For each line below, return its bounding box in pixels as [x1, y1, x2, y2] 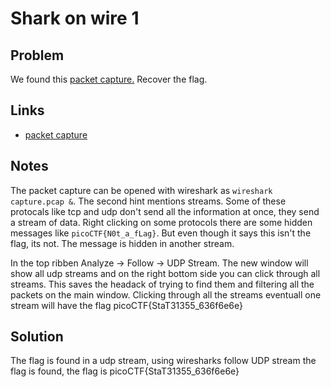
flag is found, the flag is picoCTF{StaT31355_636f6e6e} [10, 365, 240, 377]
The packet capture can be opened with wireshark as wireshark [10, 184, 273, 196]
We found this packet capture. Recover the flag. [10, 73, 208, 85]
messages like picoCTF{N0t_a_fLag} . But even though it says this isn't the [10, 227, 312, 239]
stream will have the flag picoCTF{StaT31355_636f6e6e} [10, 299, 243, 311]
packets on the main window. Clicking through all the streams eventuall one [10, 288, 322, 301]
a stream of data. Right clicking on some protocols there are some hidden [10, 216, 313, 228]
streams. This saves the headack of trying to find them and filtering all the [10, 278, 315, 290]
